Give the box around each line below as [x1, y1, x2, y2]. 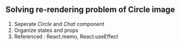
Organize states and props [14, 27, 79, 34]
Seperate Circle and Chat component [14, 20, 105, 27]
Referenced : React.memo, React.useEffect [14, 32, 119, 40]
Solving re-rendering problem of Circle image [5, 5, 176, 15]
